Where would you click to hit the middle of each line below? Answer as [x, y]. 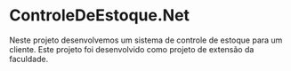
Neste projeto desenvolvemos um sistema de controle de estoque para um [146, 40]
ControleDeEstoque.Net [99, 16]
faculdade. [29, 59]
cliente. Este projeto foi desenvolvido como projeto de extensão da [132, 49]
